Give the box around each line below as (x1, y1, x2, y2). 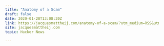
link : (5, 20, 16, 26)
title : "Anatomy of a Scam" (5, 7, 62, 12)
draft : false (5, 12, 32, 16)
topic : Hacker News (5, 30, 45, 34)
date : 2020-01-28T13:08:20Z (5, 16, 62, 21)
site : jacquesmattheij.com (5, 25, 60, 30)
